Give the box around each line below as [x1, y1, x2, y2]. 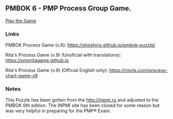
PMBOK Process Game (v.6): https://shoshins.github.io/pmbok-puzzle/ [5, 42, 155, 48]
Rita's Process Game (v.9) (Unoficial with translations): [5, 52, 122, 58]
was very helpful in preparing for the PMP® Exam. [5, 108, 111, 114]
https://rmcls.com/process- [109, 67, 168, 74]
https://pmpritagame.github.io [5, 57, 69, 63]
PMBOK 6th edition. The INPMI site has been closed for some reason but [5, 102, 160, 109]
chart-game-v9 [5, 73, 38, 79]
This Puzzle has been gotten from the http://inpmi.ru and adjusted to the [5, 97, 159, 103]
